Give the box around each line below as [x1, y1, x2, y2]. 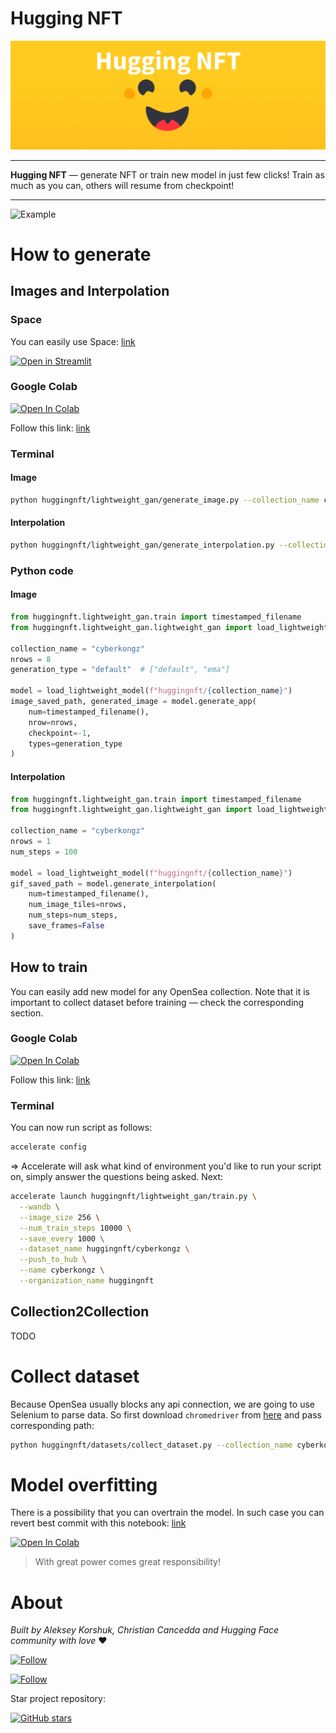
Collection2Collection [10, 1303, 150, 1321]
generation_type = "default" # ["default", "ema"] [10, 665, 230, 675]
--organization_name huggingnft [19, 1276, 155, 1286]
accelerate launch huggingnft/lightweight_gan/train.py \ [10, 1192, 257, 1202]
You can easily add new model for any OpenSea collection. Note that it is [10, 985, 310, 997]
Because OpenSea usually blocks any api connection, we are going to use [10, 1398, 315, 1410]
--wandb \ [19, 1202, 60, 1212]
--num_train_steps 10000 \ [19, 1223, 132, 1233]
